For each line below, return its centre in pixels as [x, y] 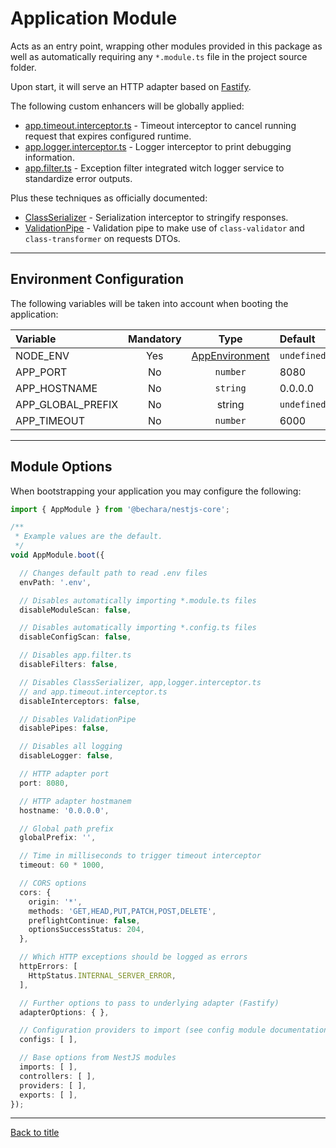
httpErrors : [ [48, 967]
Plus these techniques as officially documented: [109, 198]
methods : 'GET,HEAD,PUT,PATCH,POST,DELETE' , [122, 911]
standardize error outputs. [78, 178]
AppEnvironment [230, 355]
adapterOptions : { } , [64, 1012]
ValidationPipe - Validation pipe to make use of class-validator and [164, 228]
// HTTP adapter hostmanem [75, 801]
